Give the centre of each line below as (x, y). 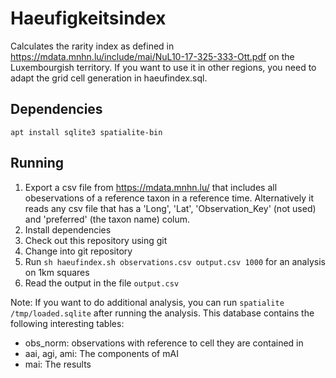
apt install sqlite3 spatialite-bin (86, 132)
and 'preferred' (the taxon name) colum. (107, 219)
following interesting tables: (67, 323)
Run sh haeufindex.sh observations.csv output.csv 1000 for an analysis (175, 261)
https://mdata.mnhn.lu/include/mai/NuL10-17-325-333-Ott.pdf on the (152, 56)
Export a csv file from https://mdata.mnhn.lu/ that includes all (151, 187)
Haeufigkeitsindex (88, 18)
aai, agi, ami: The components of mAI (101, 353)
